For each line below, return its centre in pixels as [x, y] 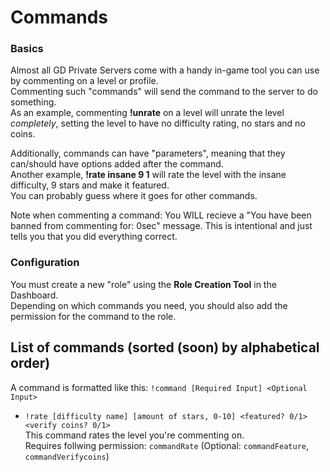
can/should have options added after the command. [117, 164]
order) [30, 363]
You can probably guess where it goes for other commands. [134, 196]
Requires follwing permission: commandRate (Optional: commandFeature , [167, 445]
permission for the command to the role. [93, 316]
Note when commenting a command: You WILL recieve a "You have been [161, 215]
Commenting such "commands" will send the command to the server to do [164, 92]
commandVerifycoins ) [67, 456]
